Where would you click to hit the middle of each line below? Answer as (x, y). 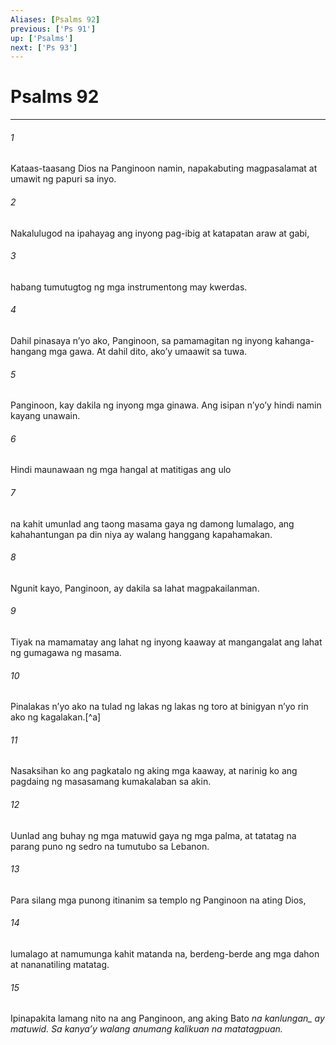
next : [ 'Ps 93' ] (44, 47)
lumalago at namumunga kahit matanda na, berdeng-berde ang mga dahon (165, 954)
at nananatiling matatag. (60, 965)
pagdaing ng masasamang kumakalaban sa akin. (111, 782)
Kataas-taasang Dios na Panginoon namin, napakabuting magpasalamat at (164, 168)
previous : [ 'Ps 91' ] (53, 29)
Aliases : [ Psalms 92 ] (55, 19)
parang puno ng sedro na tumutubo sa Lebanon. (110, 846)
